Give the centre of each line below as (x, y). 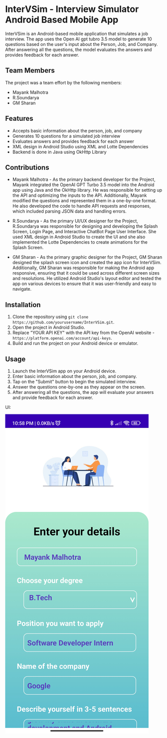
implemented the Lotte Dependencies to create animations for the (80, 242)
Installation (23, 305)
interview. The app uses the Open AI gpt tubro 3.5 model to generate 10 (79, 39)
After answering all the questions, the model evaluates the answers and (79, 49)
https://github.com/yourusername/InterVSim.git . (63, 322)
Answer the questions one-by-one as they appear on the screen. (79, 387)
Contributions (27, 168)
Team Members (30, 71)
